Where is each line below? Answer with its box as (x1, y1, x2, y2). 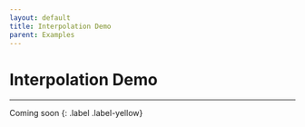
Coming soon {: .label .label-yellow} (9, 108, 143, 119)
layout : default (9, 13, 71, 23)
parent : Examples (9, 30, 75, 39)
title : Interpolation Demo (9, 22, 112, 31)
